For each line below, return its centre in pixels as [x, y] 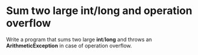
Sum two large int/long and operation [99, 11]
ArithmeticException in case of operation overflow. [69, 46]
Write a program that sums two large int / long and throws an [79, 39]
